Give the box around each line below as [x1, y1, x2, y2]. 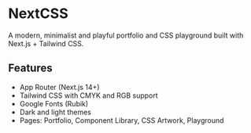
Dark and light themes [19, 107, 92, 117]
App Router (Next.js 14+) [19, 82, 100, 92]
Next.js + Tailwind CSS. [8, 38, 84, 48]
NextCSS [8, 5, 68, 23]
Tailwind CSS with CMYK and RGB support [19, 91, 159, 100]
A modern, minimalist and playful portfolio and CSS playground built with [8, 31, 244, 40]
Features [8, 62, 53, 75]
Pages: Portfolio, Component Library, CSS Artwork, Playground [19, 115, 224, 125]
